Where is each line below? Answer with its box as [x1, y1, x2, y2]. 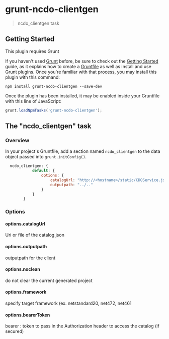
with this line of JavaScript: [5, 98, 62, 104]
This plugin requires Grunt [5, 48, 59, 54]
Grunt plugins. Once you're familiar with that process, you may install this [5, 69, 157, 75]
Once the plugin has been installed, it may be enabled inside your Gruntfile [5, 92, 160, 99]
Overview [5, 137, 30, 144]
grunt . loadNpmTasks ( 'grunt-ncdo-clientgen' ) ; [5, 107, 102, 113]
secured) [5, 328, 24, 334]
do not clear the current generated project [5, 277, 93, 284]
